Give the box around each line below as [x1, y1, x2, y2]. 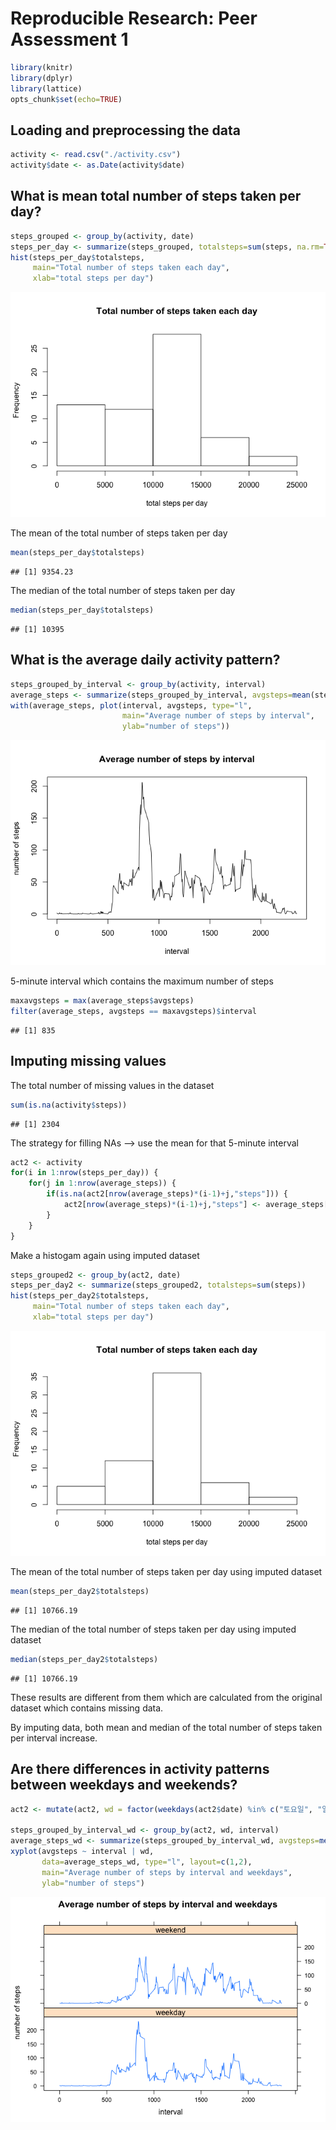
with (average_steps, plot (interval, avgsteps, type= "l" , [10, 700, 253, 711]
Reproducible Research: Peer [10, 7, 258, 30]
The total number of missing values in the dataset [10, 1079, 215, 1091]
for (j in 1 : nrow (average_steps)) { [28, 1178, 177, 1189]
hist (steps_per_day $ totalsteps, [10, 252, 145, 262]
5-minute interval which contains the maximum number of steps [10, 975, 274, 987]
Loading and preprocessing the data [10, 122, 241, 139]
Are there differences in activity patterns [10, 1761, 270, 1778]
